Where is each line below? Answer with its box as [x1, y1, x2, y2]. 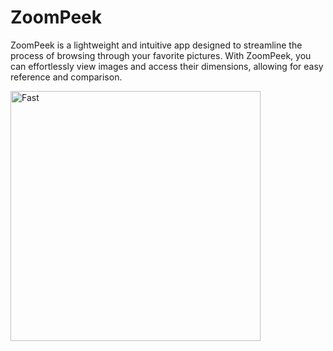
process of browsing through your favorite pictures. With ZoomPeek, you [10, 49, 312, 61]
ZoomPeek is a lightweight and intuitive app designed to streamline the [10, 39, 303, 51]
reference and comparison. [10, 71, 123, 83]
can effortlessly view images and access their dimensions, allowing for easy [10, 60, 324, 72]
